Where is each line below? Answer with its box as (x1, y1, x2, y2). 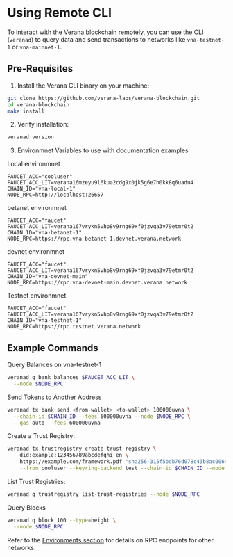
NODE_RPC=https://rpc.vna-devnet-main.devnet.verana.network (7, 280, 188, 286)
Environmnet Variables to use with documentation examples (17, 146, 189, 154)
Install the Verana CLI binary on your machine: (17, 81, 150, 90)
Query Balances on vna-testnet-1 (7, 360, 102, 369)
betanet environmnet (7, 204, 67, 212)
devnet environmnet (7, 248, 64, 256)
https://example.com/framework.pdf (19, 458, 123, 465)
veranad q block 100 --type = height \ (7, 517, 116, 524)
